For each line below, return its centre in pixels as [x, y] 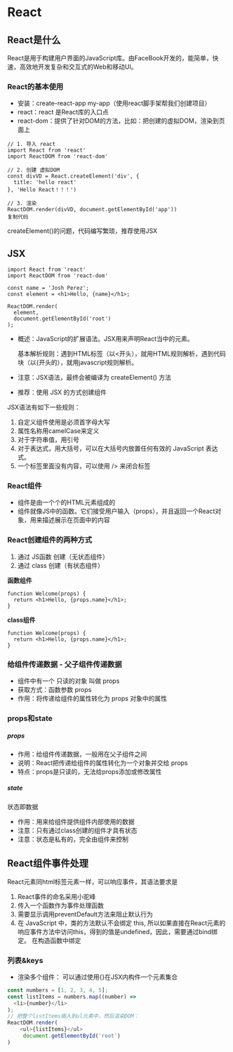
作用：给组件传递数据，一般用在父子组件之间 [82, 754]
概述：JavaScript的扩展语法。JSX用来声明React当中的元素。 [105, 339]
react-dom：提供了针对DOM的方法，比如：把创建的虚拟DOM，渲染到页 [121, 121]
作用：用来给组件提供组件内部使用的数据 [76, 821]
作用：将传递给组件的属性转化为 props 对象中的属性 [92, 698]
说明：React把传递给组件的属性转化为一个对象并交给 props [102, 763]
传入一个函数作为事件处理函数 [60, 905]
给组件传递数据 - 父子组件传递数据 [65, 664]
